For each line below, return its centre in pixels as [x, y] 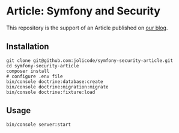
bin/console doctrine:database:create [55, 82]
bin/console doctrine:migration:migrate [58, 87]
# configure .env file [35, 76]
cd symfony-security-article [43, 66]
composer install [28, 71]
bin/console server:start [38, 125]
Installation [28, 47]
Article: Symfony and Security [83, 11]
